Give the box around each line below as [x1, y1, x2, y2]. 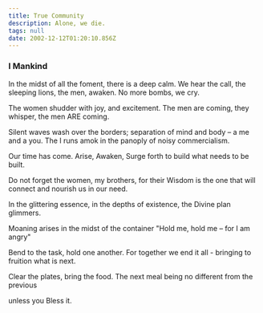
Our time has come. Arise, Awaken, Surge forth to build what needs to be [8, 151, 250, 161]
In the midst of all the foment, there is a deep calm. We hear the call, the [8, 79, 246, 88]
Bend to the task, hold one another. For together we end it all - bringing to [8, 247, 252, 257]
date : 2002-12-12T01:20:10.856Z [8, 34, 116, 43]
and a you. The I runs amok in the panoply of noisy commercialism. [8, 136, 230, 145]
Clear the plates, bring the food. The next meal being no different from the [8, 271, 253, 281]
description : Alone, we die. [8, 19, 106, 27]
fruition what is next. [8, 256, 76, 266]
